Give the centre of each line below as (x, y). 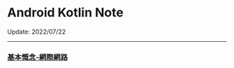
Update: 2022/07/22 (37, 32)
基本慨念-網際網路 (38, 57)
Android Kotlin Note (65, 13)
